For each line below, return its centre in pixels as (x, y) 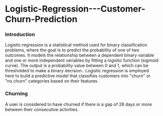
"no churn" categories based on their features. (52, 81)
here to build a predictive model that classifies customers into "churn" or (78, 76)
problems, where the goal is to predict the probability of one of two (72, 50)
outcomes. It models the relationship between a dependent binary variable (80, 55)
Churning (17, 94)
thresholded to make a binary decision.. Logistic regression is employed (77, 71)
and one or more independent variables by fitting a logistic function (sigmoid (82, 60)
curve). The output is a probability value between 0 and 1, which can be (77, 66)
